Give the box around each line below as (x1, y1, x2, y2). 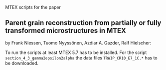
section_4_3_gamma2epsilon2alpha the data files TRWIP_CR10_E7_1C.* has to (5, 54, 158, 60)
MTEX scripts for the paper (5, 4, 61, 10)
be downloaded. (5, 60, 39, 66)
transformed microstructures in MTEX (5, 26, 126, 35)
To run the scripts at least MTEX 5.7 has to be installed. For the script (5, 49, 147, 55)
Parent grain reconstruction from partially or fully (5, 18, 162, 27)
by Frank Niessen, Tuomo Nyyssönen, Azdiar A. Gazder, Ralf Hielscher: (5, 39, 152, 45)
